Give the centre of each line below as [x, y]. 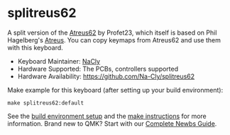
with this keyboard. [35, 47]
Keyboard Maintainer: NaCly [59, 61]
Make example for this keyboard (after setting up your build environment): [115, 90]
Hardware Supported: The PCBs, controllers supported [98, 69]
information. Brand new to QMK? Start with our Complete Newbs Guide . [112, 123]
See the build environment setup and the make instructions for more [107, 116]
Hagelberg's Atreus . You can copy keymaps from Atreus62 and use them [114, 40]
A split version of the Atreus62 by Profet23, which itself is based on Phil [112, 33]
